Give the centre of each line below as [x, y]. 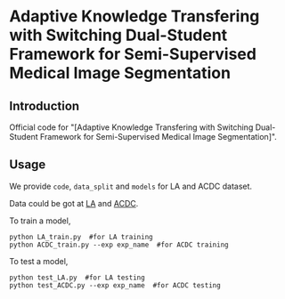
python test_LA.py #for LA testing [77, 278]
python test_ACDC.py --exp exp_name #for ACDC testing [115, 285]
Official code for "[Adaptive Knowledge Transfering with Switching [131, 127]
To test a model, [39, 261]
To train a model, [40, 221]
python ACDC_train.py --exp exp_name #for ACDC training [119, 245]
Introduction [45, 105]
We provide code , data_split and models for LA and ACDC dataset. [130, 186]
